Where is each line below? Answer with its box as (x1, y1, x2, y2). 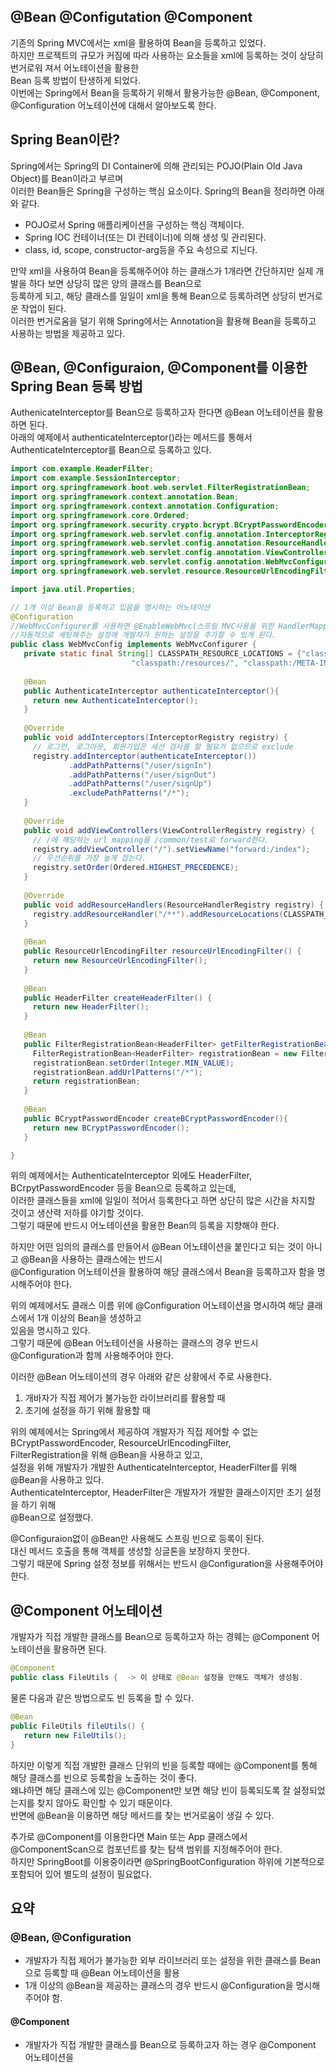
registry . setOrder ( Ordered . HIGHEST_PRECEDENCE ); (32, 863, 240, 873)
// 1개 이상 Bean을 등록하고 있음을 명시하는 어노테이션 (10, 602, 211, 612)
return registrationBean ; (32, 1076, 141, 1087)
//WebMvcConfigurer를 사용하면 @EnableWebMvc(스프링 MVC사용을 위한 (10, 621, 275, 631)
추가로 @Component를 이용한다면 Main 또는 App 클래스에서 (10, 1830, 248, 1842)
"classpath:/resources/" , (131, 658, 240, 669)
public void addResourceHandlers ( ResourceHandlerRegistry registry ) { (23, 900, 325, 910)
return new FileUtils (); (23, 1730, 128, 1740)
